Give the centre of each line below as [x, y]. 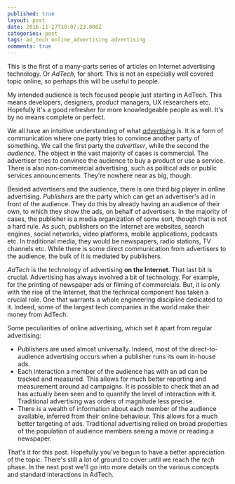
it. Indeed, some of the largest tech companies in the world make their [108, 307]
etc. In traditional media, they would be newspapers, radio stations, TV [109, 241]
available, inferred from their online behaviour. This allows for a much [117, 416]
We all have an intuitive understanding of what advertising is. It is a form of [115, 131]
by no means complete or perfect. [56, 117]
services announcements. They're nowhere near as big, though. [100, 175]
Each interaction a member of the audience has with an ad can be [113, 371]
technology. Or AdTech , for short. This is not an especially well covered [110, 74]
